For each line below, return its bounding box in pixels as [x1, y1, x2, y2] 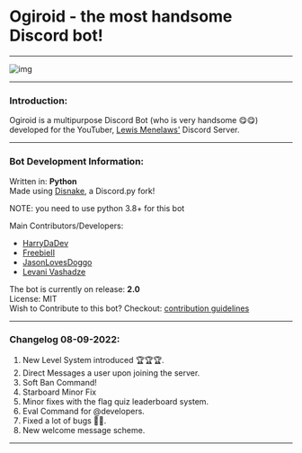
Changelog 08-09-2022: [9, 333, 120, 346]
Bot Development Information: [9, 155, 145, 168]
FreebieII [22, 247, 56, 258]
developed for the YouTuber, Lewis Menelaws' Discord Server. [9, 124, 240, 136]
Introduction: [9, 94, 68, 107]
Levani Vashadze [22, 266, 86, 277]
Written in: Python [9, 175, 78, 186]
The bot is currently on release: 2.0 [9, 283, 141, 294]
